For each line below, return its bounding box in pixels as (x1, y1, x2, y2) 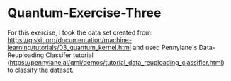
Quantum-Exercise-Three (7, 5, 162, 21)
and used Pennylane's (132, 43, 198, 51)
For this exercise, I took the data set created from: (7, 28, 153, 37)
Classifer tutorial (45, 51, 94, 59)
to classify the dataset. (7, 66, 74, 74)
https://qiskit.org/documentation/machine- (7, 35, 133, 44)
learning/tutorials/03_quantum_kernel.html (7, 43, 132, 51)
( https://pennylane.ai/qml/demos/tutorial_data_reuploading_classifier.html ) (7, 58, 225, 66)
